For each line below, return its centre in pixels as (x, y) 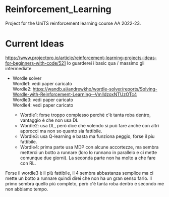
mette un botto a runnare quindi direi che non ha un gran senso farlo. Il (79, 178)
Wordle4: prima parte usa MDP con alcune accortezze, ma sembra (89, 147)
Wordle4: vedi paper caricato (43, 105)
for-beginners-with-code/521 (36, 63)
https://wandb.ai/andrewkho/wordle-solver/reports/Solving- (95, 89)
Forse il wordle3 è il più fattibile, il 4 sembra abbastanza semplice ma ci (79, 173)
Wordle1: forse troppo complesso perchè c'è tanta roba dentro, (85, 115)
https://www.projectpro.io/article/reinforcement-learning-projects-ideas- (81, 58)
